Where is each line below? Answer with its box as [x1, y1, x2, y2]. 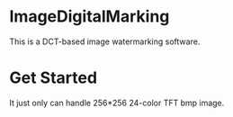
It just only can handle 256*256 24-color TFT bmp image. [9, 97, 225, 108]
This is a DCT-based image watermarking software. [9, 36, 201, 47]
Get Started [9, 67, 97, 88]
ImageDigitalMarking [9, 6, 170, 27]
